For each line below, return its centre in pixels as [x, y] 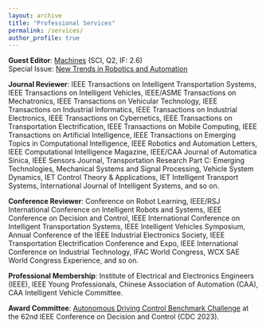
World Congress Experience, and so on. [74, 260]
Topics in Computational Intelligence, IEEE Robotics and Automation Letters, [133, 143]
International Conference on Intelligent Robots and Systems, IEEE [115, 210]
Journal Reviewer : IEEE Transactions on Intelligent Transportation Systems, [133, 84]
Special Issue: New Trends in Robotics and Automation [98, 69]
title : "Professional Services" [62, 23]
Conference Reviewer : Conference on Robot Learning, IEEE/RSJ [114, 201]
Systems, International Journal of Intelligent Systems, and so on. [114, 186]
